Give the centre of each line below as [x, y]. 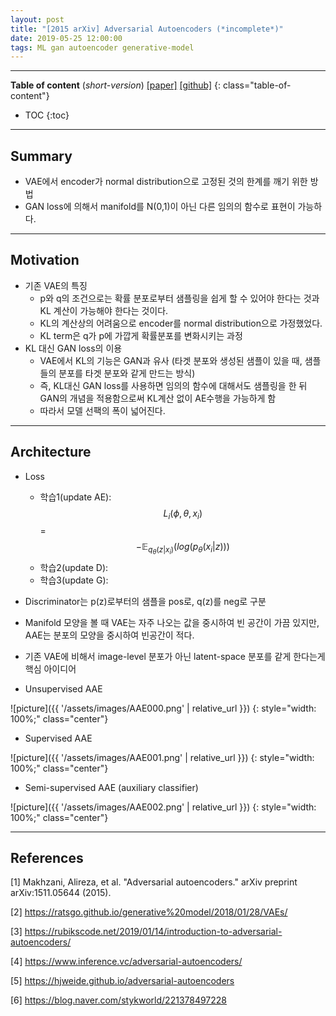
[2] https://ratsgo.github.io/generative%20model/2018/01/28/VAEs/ [149, 912]
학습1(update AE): [75, 497]
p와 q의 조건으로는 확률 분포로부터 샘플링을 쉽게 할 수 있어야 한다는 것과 [179, 298]
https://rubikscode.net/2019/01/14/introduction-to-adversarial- [153, 932]
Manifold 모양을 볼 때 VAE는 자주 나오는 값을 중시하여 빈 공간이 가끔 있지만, [172, 622]
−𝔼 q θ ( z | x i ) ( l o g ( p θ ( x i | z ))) [182, 548]
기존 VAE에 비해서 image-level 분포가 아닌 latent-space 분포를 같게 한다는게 [175, 656]
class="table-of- [257, 85]
